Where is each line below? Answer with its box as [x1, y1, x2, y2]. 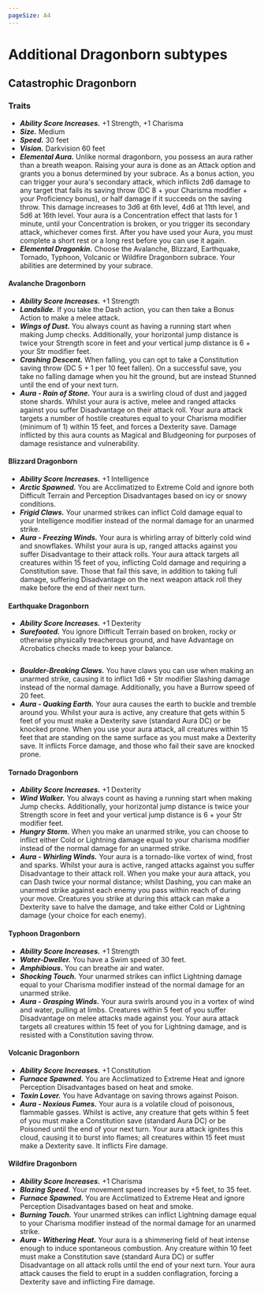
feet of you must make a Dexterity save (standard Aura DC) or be [19, 716, 231, 726]
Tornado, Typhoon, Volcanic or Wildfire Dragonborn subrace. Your [19, 252, 236, 262]
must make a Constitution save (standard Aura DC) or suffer [19, 1251, 214, 1261]
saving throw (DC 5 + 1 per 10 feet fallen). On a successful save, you [19, 363, 242, 373]
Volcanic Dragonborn [8, 1048, 80, 1058]
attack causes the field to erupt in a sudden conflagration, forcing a [19, 1268, 239, 1277]
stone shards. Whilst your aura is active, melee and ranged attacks [19, 396, 236, 406]
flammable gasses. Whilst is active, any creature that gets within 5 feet [19, 1107, 250, 1117]
